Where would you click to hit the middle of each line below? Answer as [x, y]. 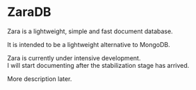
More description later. [40, 79]
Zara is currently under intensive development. [74, 58]
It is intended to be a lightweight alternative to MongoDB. [89, 44]
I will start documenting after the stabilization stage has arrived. [98, 65]
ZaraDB [29, 12]
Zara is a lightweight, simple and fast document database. [90, 31]
